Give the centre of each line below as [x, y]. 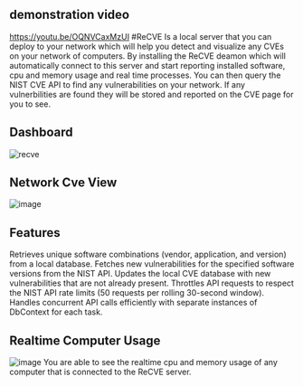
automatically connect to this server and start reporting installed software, [147, 65]
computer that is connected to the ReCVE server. [100, 372]
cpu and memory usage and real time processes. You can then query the [145, 75]
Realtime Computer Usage [85, 340]
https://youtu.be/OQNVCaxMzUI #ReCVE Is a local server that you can [141, 36]
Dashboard [41, 132]
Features [35, 233]
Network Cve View [63, 183]
